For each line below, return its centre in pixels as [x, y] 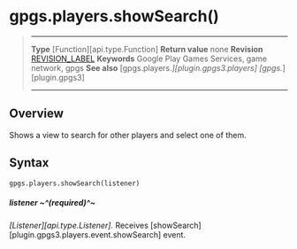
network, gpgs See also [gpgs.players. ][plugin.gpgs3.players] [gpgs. [156, 67]
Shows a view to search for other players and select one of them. [128, 135]
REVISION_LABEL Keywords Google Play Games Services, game [149, 58]
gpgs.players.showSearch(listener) [75, 183]
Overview [37, 114]
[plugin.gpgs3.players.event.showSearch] [85, 234]
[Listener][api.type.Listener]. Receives [79, 225]
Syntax [29, 163]
